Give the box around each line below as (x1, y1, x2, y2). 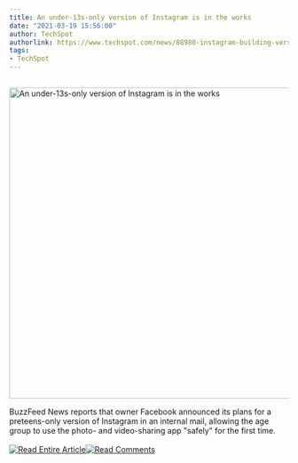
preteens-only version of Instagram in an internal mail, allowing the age (9, 416, 270, 427)
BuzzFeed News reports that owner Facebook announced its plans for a (9, 406, 272, 417)
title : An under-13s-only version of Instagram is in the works (9, 12, 252, 22)
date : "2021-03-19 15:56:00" (9, 21, 117, 30)
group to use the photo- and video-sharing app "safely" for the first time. (9, 426, 277, 435)
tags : (9, 46, 29, 55)
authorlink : (9, 37, 53, 47)
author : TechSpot (9, 29, 74, 38)
